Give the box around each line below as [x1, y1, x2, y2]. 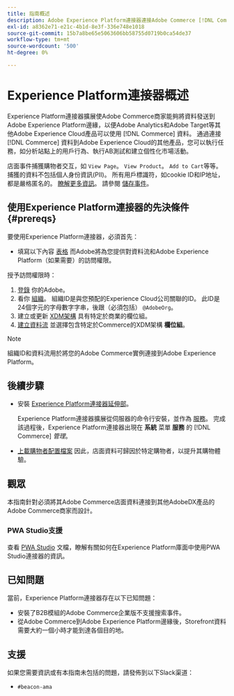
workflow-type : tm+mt [7, 36, 70, 43]
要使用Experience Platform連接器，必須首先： [7, 232, 139, 241]
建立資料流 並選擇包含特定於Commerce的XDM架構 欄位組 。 [17, 320, 189, 329]
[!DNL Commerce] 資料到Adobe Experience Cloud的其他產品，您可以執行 [7, 138, 218, 147]
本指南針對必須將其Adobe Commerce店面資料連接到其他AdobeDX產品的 [7, 498, 215, 506]
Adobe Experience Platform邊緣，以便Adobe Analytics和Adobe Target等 [7, 120, 215, 129]
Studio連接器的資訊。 [7, 551, 69, 560]
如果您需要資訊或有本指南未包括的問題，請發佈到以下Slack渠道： [7, 668, 194, 677]
